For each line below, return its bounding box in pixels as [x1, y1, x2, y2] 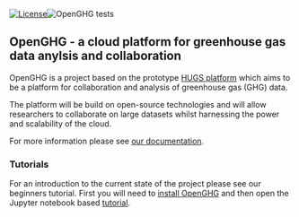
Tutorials [9, 158, 49, 170]
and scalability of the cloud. [9, 117, 112, 129]
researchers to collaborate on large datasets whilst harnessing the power [9, 108, 280, 119]
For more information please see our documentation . [9, 135, 205, 146]
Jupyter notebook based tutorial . [9, 197, 131, 208]
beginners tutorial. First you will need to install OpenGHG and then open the [9, 188, 289, 199]
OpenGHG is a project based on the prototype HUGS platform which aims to [9, 72, 291, 82]
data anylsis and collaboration [9, 48, 182, 64]
